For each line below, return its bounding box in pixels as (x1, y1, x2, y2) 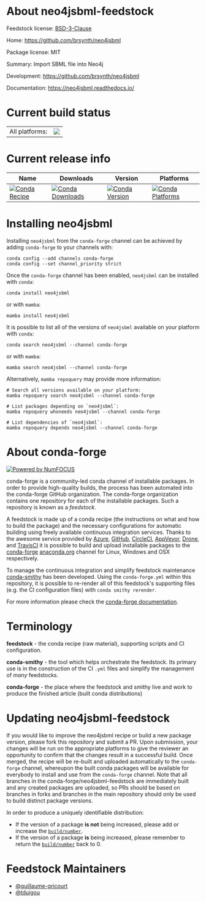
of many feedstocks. (6, 671, 59, 678)
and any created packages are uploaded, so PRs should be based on (6, 783, 180, 791)
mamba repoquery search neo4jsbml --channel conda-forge (6, 392, 155, 399)
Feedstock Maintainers (6, 861, 126, 876)
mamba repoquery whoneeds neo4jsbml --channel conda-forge (6, 409, 161, 415)
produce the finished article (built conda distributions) (6, 689, 143, 697)
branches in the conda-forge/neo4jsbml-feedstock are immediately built (6, 777, 189, 785)
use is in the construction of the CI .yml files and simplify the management (6, 665, 194, 672)
